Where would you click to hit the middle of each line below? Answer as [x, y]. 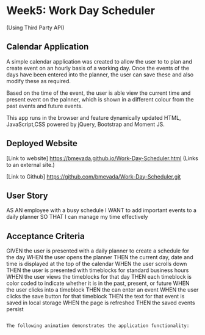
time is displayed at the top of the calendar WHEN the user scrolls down [97, 264]
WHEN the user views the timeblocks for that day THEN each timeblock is [99, 277]
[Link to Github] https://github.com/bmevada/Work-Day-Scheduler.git [94, 176]
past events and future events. [45, 106]
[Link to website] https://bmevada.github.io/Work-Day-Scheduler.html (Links [102, 158]
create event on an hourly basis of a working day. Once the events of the [98, 68]
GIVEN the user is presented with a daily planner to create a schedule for [98, 251]
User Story [27, 195]
